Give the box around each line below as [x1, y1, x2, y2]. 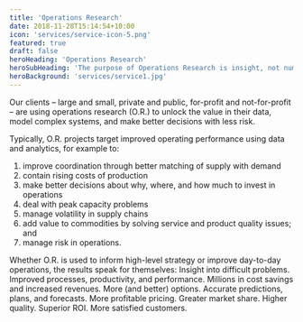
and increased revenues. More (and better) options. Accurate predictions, [9, 283, 283, 294]
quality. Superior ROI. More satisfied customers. [9, 302, 188, 313]
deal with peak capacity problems [22, 198, 149, 209]
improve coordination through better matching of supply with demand [22, 160, 281, 171]
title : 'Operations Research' [9, 13, 124, 23]
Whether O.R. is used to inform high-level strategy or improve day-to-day [9, 254, 281, 265]
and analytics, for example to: [9, 143, 120, 153]
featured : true [9, 38, 67, 48]
